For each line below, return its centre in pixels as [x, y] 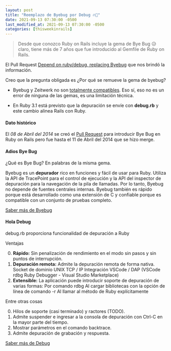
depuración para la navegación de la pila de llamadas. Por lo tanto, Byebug [84, 183]
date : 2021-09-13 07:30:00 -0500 [41, 20]
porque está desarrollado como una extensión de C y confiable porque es [83, 195]
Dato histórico [21, 123]
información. [19, 70]
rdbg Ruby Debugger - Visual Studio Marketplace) [66, 275]
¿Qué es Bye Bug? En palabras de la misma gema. [58, 163]
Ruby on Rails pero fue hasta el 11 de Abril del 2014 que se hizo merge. [80, 140]
